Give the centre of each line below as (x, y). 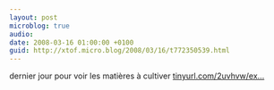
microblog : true (39, 26)
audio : (21, 34)
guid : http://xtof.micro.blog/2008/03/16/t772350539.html (120, 51)
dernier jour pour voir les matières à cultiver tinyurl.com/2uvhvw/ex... (137, 76)
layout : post (34, 17)
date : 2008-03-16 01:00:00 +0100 (72, 42)
